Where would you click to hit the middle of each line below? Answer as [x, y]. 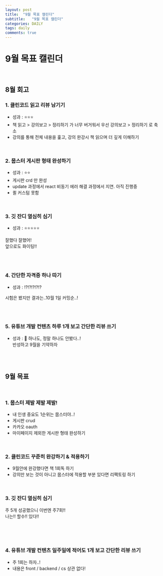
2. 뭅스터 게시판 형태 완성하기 [38, 161]
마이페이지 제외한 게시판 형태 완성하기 [49, 433]
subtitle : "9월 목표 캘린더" [34, 19]
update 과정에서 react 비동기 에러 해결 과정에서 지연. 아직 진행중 [75, 186]
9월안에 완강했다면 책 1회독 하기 [43, 468]
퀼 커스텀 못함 [26, 192]
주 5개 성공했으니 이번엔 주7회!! [35, 510]
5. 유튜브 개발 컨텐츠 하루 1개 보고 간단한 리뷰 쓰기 [61, 326]
